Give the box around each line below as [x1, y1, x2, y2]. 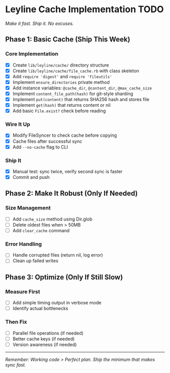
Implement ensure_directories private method [12, 79, 110, 85]
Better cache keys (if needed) [12, 335, 75, 341]
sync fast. [5, 362, 26, 368]
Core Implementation [5, 50, 59, 57]
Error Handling [5, 240, 42, 247]
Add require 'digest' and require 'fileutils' [12, 73, 112, 79]
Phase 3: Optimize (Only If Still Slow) [5, 273, 123, 282]
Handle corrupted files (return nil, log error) [12, 252, 103, 258]
